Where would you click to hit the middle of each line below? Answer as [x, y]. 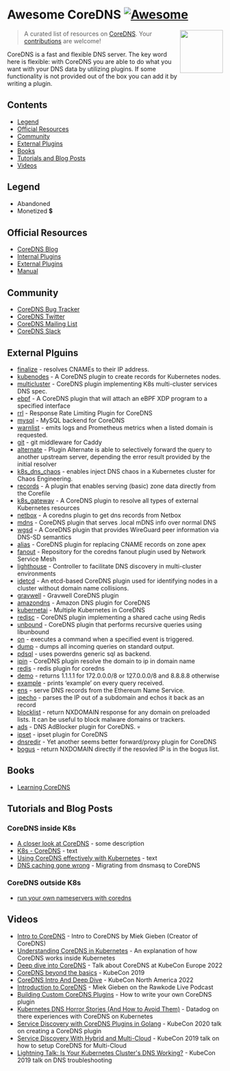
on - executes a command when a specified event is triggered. [105, 639]
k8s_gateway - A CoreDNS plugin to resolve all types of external [107, 500]
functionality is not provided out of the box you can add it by [92, 76]
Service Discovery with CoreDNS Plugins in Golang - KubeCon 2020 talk [119, 1024]
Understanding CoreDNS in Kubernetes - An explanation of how [107, 950]
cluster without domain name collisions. [73, 588]
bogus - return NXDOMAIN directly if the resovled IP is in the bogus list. [118, 749]
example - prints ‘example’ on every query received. [90, 683]
